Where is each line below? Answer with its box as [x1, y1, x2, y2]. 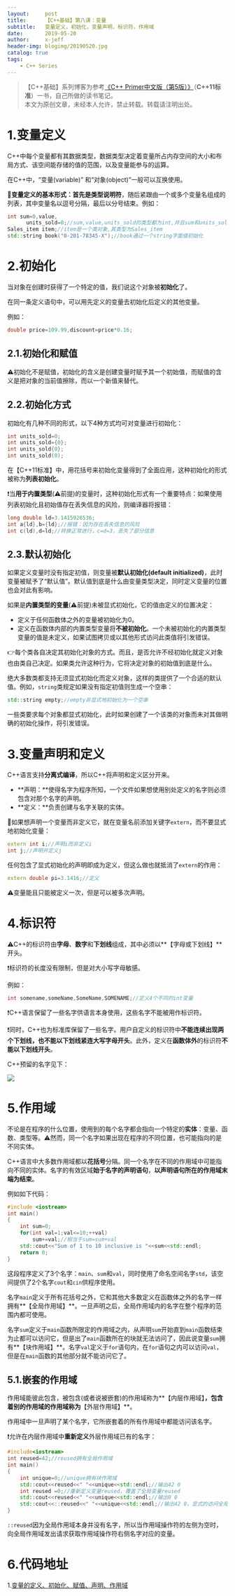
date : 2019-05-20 [7, 29, 77, 37]
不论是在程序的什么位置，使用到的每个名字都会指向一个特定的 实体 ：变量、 [7, 1124, 222, 1133]
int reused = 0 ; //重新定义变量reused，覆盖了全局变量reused [20, 1487, 180, 1494]
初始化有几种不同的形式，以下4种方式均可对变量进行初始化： [7, 418, 183, 427]
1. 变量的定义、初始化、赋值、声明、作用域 [7, 1581, 128, 1589]
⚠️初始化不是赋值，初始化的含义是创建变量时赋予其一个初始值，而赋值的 [7, 367, 216, 376]
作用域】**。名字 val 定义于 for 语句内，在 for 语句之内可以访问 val [31, 1342, 217, 1351]
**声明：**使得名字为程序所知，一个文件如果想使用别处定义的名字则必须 [17, 785, 226, 794]
